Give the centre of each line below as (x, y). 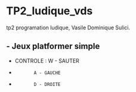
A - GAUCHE (47, 73)
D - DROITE (47, 84)
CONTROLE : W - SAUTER (47, 60)
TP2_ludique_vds (50, 11)
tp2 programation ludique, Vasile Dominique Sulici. (68, 27)
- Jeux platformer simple (53, 46)
